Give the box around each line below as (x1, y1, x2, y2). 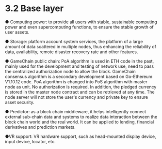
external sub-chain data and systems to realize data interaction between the (5, 114, 158, 119)
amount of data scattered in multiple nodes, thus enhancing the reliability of (5, 44, 157, 49)
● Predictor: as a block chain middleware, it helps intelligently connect (5, 108, 146, 114)
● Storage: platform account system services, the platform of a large (5, 38, 143, 44)
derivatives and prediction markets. (5, 124, 76, 130)
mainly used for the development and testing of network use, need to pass (5, 63, 154, 69)
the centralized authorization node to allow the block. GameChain (5, 68, 136, 74)
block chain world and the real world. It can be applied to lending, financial (5, 119, 154, 125)
